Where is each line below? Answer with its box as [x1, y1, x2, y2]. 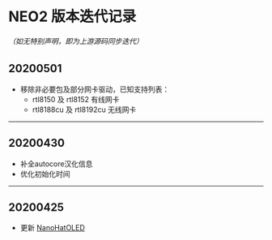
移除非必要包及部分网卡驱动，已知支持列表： [19, 84, 170, 94]
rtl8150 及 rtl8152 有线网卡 [32, 94, 120, 104]
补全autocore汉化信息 [19, 159, 93, 169]
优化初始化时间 [19, 169, 70, 178]
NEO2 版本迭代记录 [8, 7, 137, 26]
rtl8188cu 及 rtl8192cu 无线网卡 [32, 105, 137, 114]
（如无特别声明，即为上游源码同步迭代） [8, 36, 143, 45]
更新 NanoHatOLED [19, 223, 85, 233]
